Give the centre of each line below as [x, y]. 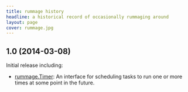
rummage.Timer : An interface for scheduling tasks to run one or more [98, 77]
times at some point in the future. [54, 83]
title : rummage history [35, 11]
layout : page [22, 22]
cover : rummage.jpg [30, 28]
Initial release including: [35, 65]
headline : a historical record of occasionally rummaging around [87, 17]
